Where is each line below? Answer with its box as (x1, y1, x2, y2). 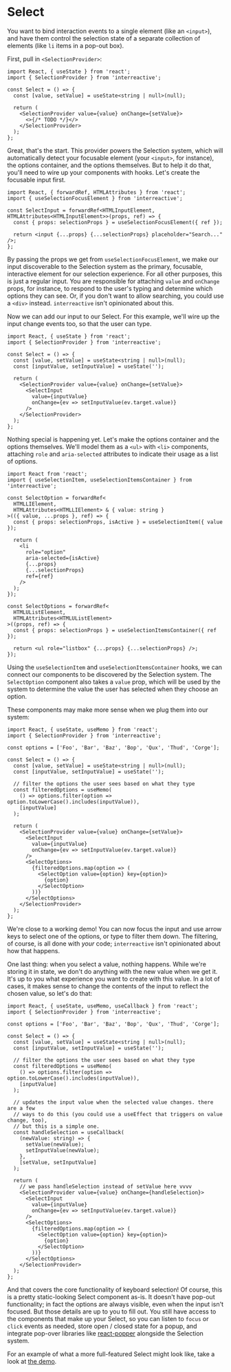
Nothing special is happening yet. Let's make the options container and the (7, 435, 220, 444)
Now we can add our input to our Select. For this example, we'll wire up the (7, 312, 220, 320)
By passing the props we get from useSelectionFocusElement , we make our (7, 255, 219, 263)
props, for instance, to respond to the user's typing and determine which (7, 284, 213, 292)
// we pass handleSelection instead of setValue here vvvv (19, 1183, 192, 1190)
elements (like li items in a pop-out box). (7, 41, 124, 50)
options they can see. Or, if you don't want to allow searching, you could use (7, 292, 224, 300)
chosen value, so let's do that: (7, 989, 93, 997)
